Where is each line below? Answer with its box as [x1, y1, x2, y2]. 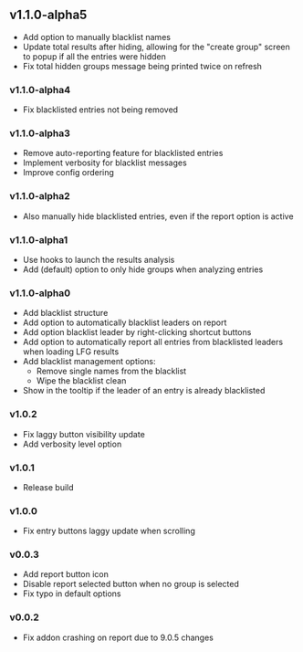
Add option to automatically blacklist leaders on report [22, 317, 227, 328]
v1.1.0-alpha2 [9, 190, 70, 203]
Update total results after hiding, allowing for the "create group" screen [22, 41, 290, 52]
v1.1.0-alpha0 [9, 287, 71, 300]
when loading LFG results [22, 346, 120, 357]
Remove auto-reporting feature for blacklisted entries [22, 148, 224, 159]
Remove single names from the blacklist [36, 365, 187, 377]
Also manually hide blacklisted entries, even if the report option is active [22, 210, 294, 222]
